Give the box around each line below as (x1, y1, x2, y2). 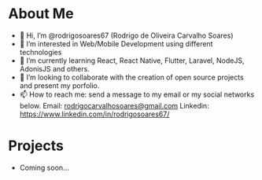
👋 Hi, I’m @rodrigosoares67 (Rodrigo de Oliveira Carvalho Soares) (19, 31, 234, 40)
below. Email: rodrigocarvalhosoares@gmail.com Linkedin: (19, 101, 210, 110)
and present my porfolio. (19, 80, 100, 90)
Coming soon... (19, 163, 69, 172)
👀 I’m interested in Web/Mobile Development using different (19, 39, 213, 48)
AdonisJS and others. (19, 64, 90, 73)
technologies (19, 47, 62, 57)
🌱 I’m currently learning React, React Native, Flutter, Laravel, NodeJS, (19, 56, 245, 65)
